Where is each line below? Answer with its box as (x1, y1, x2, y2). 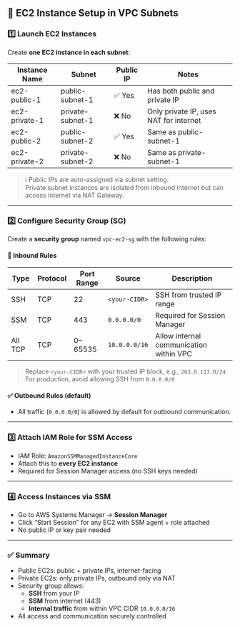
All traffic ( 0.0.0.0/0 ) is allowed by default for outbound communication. (17, 408, 231, 416)
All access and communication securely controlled (17, 612, 166, 621)
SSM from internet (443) (28, 597, 101, 606)
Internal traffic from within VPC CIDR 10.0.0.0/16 (28, 604, 176, 613)
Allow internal (155, 331, 201, 341)
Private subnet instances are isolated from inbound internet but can (24, 183, 224, 191)
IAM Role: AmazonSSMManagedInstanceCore (17, 451, 138, 460)
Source (115, 274, 141, 284)
